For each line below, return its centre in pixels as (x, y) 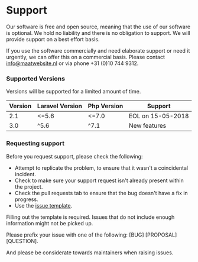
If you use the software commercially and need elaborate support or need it (98, 50)
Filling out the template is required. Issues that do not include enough (90, 217)
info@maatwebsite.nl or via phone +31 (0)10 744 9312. (72, 63)
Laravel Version (60, 106)
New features (148, 126)
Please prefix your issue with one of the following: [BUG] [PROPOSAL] (92, 235)
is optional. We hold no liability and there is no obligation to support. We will (98, 33)
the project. (29, 186)
